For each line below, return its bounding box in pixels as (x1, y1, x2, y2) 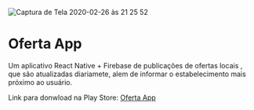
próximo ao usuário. (8, 77, 73, 86)
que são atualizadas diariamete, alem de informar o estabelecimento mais (8, 69, 247, 79)
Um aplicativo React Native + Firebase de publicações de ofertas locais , (8, 60, 243, 70)
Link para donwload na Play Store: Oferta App (8, 93, 157, 102)
